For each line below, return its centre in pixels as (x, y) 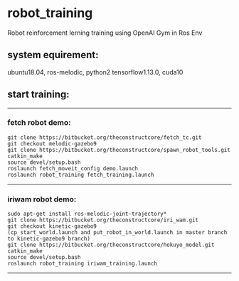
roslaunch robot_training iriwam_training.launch (83, 264)
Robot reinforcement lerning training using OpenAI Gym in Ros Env (105, 33)
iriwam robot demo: (42, 199)
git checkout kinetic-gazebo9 (52, 226)
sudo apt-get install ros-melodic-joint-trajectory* (87, 214)
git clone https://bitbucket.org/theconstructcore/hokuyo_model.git (111, 245)
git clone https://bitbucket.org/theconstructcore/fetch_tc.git (105, 137)
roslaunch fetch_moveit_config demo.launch (73, 168)
